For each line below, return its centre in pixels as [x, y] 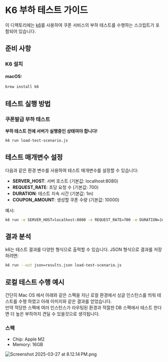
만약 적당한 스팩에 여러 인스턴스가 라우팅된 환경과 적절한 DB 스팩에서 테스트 [79, 307]
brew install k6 [22, 87]
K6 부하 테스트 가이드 [47, 10]
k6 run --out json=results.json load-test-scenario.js [63, 265]
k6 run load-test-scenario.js [37, 140]
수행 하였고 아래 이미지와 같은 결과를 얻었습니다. [65, 301]
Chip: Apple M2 [28, 339]
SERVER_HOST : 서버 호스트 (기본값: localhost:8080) [65, 181]
